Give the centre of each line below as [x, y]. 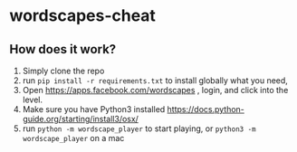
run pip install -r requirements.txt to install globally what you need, [155, 81]
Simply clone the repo [63, 71]
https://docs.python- [206, 109]
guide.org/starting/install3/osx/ [80, 119]
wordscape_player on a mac [73, 138]
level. [33, 100]
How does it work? [63, 49]
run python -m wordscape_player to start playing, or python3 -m [139, 128]
